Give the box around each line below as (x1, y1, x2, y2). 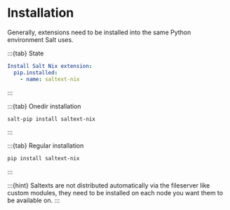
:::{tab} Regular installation (7, 141, 84, 150)
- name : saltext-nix (20, 76, 80, 83)
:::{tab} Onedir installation (7, 101, 82, 110)
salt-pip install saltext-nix (7, 115, 96, 122)
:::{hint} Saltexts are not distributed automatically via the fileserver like (7, 181, 210, 190)
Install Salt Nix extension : (7, 62, 93, 69)
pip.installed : (13, 69, 58, 76)
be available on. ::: (7, 196, 60, 204)
